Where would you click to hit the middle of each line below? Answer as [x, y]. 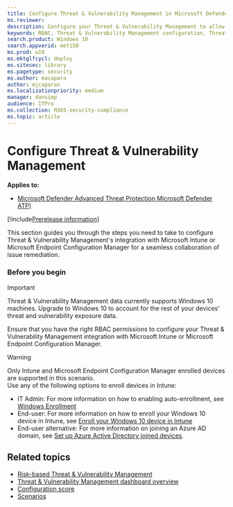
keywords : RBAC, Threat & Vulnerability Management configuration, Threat [118, 33]
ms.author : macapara [37, 78]
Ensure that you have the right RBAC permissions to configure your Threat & [116, 329]
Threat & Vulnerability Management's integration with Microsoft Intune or [112, 240]
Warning [19, 357]
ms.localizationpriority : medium [55, 91]
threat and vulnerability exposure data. [62, 315]
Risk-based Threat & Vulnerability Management [85, 474]
